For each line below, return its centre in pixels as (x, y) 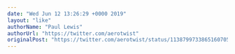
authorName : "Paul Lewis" (45, 27)
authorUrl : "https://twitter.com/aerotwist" (73, 33)
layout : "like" (29, 20)
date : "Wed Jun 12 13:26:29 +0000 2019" (67, 14)
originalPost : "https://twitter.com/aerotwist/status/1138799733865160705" (120, 40)
